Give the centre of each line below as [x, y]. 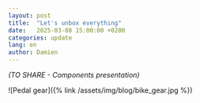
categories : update [40, 38]
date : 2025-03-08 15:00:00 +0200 [67, 30]
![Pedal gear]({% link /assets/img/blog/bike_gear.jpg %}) [100, 90]
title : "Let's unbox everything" [65, 23]
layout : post [30, 15]
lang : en [23, 45]
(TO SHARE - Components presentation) [74, 75]
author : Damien [33, 52]
